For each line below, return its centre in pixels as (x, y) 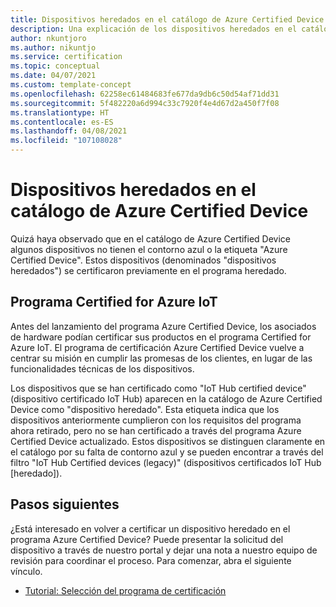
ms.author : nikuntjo (53, 47)
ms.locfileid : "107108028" (66, 141)
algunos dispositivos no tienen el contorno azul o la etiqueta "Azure (149, 249)
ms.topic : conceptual (55, 66)
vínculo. (26, 571)
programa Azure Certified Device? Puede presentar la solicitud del (147, 539)
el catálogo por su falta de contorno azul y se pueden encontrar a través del (167, 452)
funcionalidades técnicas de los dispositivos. (102, 368)
